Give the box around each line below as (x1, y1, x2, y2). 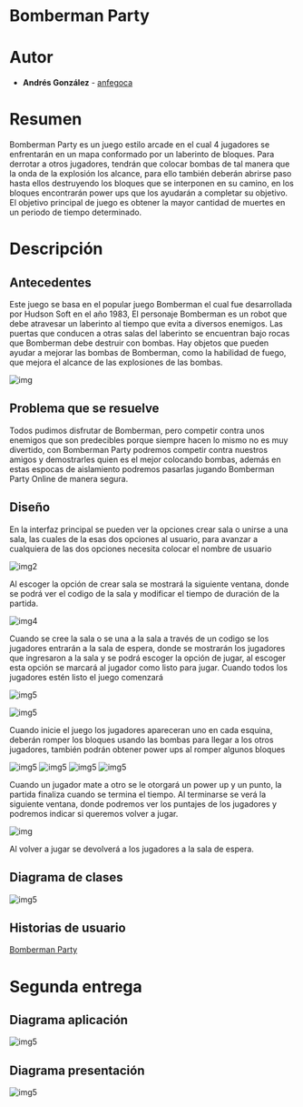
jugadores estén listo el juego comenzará (9, 671, 163, 682)
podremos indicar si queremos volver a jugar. (9, 808, 179, 819)
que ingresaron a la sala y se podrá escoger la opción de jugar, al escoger (9, 652, 286, 663)
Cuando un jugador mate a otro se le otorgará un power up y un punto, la (9, 779, 282, 790)
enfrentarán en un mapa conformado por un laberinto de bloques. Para (9, 149, 275, 160)
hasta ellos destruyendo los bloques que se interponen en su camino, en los (9, 178, 295, 189)
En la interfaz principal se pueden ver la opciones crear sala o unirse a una (9, 524, 288, 535)
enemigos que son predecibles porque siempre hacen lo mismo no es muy (9, 434, 288, 446)
